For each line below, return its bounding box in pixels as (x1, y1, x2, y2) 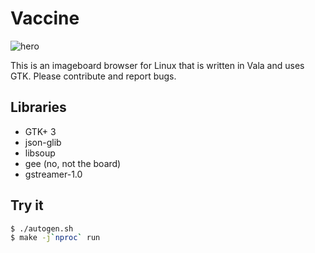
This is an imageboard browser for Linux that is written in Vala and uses (10, 59, 305, 71)
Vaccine (10, 7, 80, 30)
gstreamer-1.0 (24, 168, 83, 180)
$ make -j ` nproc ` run (10, 233, 101, 243)
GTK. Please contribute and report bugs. (10, 70, 177, 82)
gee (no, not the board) (24, 157, 122, 169)
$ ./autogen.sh (10, 223, 74, 234)
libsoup (24, 147, 56, 159)
